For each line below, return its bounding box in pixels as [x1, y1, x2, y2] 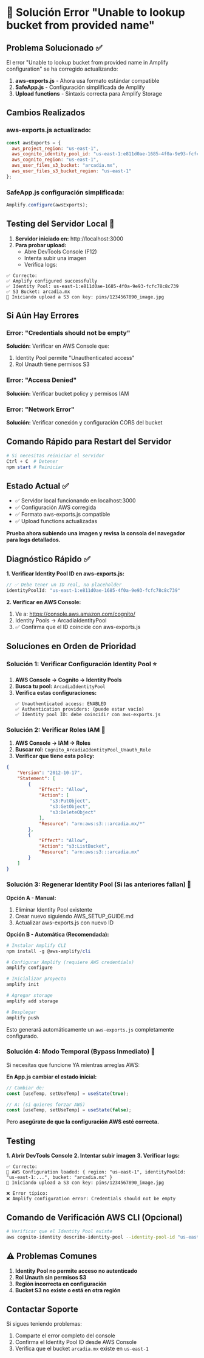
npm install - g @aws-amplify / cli [6, 948, 91, 954]
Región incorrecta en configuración [15, 1280, 107, 1287]
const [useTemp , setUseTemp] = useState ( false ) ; [6, 1107, 132, 1113]
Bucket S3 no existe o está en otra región [15, 1286, 121, 1293]
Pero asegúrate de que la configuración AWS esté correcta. [6, 1118, 160, 1125]
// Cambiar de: [6, 1085, 45, 1091]
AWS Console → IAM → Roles [15, 739, 91, 747]
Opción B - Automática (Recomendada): [6, 931, 109, 938]
